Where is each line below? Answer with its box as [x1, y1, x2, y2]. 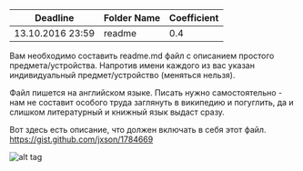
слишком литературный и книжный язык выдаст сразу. [9, 106, 226, 117]
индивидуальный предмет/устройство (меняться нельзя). [9, 70, 236, 80]
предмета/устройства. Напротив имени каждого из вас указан [9, 60, 255, 71]
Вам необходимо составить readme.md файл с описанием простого [9, 50, 275, 61]
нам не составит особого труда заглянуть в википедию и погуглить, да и [9, 97, 294, 107]
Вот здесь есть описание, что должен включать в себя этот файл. [9, 125, 267, 135]
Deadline [35, 12, 75, 24]
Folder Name [103, 12, 161, 24]
